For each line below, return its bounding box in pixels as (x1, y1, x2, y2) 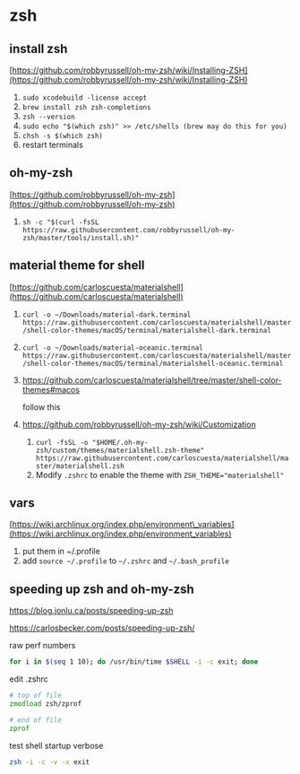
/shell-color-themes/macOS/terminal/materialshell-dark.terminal (21, 326, 271, 335)
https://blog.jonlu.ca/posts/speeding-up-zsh (9, 605, 174, 616)
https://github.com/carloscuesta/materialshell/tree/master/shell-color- (21, 374, 282, 386)
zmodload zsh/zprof (9, 700, 82, 709)
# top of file (9, 691, 63, 700)
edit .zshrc (9, 674, 49, 684)
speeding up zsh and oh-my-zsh (9, 581, 194, 596)
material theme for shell (9, 257, 145, 274)
